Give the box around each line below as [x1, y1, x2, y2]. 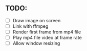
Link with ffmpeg [12, 23, 49, 29]
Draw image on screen [12, 17, 61, 23]
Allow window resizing [12, 40, 60, 46]
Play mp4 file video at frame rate [12, 35, 82, 40]
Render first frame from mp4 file [12, 29, 81, 35]
